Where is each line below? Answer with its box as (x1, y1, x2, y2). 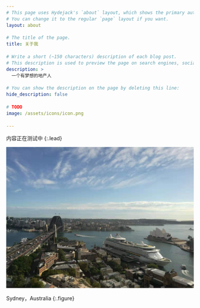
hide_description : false (6, 91, 68, 98)
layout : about (6, 22, 42, 28)
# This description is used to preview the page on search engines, (6, 60, 180, 66)
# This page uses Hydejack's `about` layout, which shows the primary (6, 10, 185, 16)
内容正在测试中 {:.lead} (6, 134, 62, 141)
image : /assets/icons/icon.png (6, 110, 84, 116)
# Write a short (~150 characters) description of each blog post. (6, 54, 177, 60)
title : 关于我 (6, 41, 39, 47)
